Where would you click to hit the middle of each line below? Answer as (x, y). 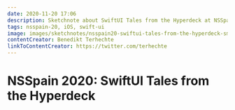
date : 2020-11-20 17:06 (42, 14)
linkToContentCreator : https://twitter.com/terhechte (87, 46)
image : (17, 33)
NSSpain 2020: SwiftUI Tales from (108, 81)
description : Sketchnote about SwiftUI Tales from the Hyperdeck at (109, 20)
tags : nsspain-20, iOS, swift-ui (56, 27)
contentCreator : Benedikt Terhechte (60, 40)
